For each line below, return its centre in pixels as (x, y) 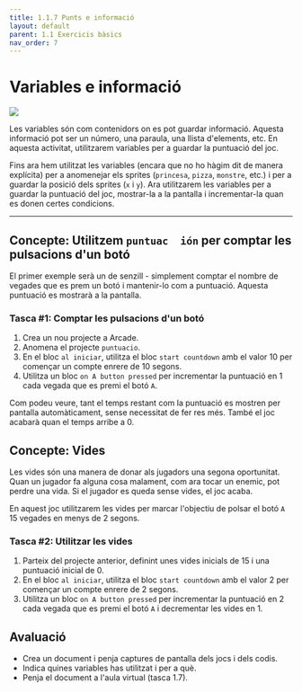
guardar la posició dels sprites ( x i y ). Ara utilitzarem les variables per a (140, 184)
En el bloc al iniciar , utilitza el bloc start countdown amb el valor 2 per (155, 580)
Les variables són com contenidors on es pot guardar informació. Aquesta (147, 129)
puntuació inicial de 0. (63, 571)
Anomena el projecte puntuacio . (81, 348)
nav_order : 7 (34, 43)
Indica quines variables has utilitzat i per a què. (109, 668)
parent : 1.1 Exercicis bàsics (66, 34)
